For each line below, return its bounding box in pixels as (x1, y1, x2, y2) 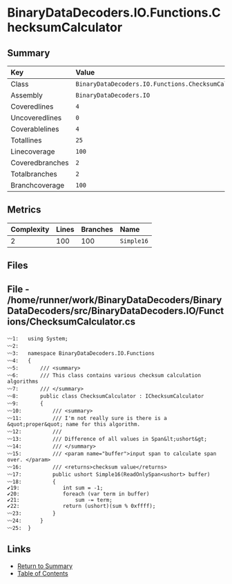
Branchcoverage (10, 181, 65, 190)
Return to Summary (17, 562, 73, 570)
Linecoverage (10, 147, 55, 156)
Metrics (7, 204, 41, 216)
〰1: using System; (7, 336, 68, 343)
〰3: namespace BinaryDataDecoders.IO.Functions (7, 350, 155, 357)
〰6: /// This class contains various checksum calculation (7, 372, 202, 379)
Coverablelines (10, 125, 59, 134)
